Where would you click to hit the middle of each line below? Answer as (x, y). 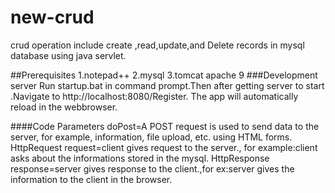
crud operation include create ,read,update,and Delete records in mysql (157, 45)
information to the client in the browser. (91, 179)
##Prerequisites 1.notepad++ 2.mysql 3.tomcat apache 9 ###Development (164, 75)
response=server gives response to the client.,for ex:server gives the (152, 168)
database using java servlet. (68, 55)
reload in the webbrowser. (64, 107)
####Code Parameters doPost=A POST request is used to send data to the (165, 126)
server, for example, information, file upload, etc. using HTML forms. (151, 137)
